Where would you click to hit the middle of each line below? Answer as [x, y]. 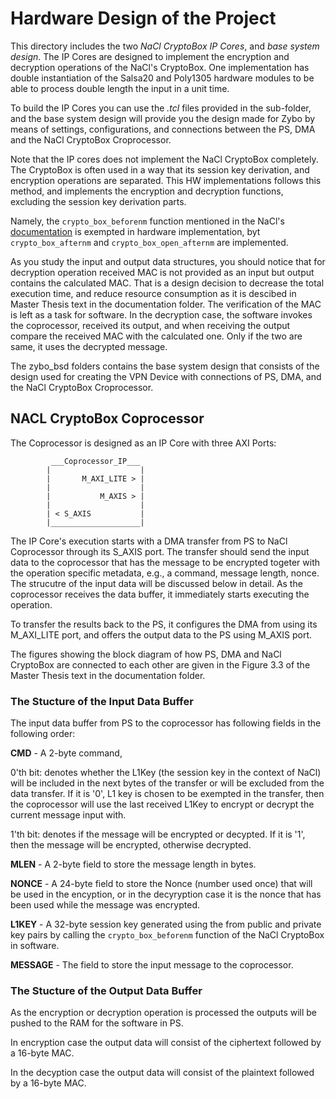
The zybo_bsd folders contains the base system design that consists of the [165, 366]
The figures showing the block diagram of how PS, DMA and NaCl [146, 654]
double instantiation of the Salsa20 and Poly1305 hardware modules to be [162, 78]
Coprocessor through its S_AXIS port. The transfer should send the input [160, 551]
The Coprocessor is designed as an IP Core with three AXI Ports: [143, 443]
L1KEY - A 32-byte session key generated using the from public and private [166, 924]
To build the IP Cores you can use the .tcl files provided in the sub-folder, [161, 108]
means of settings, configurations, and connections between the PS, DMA [163, 129]
